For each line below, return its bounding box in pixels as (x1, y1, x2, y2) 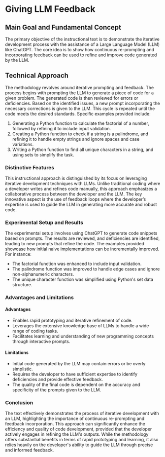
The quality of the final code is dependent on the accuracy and (12, 381, 140, 387)
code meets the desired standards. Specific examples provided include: (5, 111, 151, 116)
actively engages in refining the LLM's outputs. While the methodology (5, 431, 149, 437)
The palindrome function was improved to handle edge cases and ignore (12, 266, 160, 272)
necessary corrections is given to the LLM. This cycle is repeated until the (5, 105, 155, 112)
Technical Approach (5, 72, 69, 80)
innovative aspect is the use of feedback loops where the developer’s (5, 196, 146, 202)
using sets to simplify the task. (12, 152, 74, 157)
